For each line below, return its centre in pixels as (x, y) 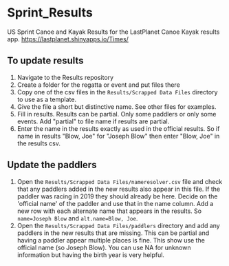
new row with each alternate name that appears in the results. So (109, 211)
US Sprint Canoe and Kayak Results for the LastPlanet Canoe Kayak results (113, 32)
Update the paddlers (52, 165)
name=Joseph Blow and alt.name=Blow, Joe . (77, 218)
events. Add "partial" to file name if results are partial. (93, 121)
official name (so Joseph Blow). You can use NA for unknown (104, 247)
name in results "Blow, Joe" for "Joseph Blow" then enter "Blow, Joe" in (118, 136)
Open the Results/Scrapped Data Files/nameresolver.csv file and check (120, 181)
